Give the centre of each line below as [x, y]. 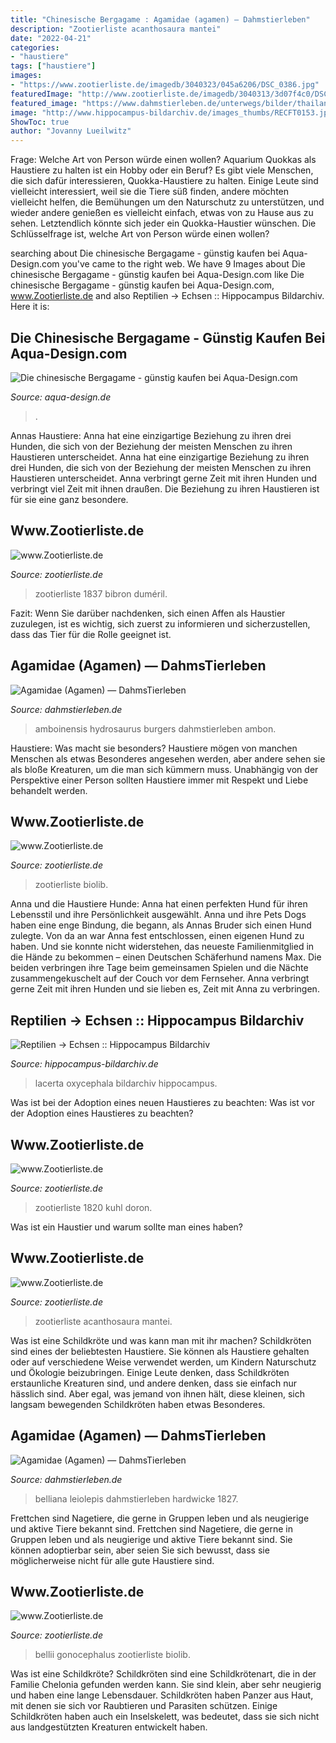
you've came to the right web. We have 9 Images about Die [183, 264]
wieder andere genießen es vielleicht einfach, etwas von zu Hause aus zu [162, 213]
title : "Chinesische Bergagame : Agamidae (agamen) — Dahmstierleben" [160, 19]
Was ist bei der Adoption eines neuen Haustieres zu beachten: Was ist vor [162, 1103]
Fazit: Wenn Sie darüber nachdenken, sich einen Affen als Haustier [148, 613]
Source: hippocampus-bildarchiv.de [84, 1064]
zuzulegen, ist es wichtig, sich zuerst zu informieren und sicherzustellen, [160, 623]
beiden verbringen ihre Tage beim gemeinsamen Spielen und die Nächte [159, 968]
